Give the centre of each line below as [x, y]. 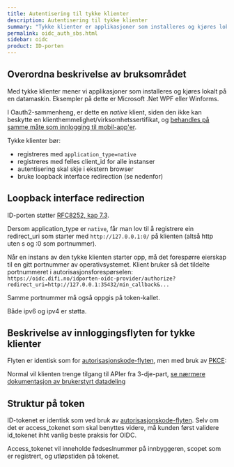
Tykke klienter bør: [34, 140]
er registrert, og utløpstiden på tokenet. [64, 456]
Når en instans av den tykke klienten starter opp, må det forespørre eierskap [117, 257]
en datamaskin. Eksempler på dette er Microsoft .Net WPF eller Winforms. [113, 98]
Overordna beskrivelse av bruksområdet [97, 74]
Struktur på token [46, 403]
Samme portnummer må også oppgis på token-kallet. [84, 297]
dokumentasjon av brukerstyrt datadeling [67, 382]
